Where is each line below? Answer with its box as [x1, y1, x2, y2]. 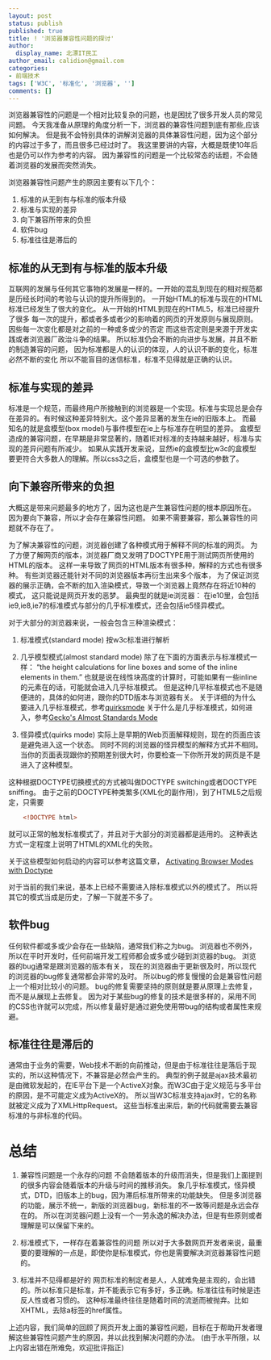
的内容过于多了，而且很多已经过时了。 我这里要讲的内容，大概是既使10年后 [8, 140, 258, 150]
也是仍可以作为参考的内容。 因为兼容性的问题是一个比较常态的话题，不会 [8, 150, 251, 160]
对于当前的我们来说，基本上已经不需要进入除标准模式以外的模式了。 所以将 [8, 881, 258, 892]
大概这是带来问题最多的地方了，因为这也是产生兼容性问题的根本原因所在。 [8, 502, 256, 513]
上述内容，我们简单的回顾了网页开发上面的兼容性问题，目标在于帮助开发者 [8, 1323, 256, 1333]
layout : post [8, 11, 52, 20]
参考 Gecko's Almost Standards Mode [34, 712, 159, 722]
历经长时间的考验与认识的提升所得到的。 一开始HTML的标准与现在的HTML [15, 294, 263, 303]
